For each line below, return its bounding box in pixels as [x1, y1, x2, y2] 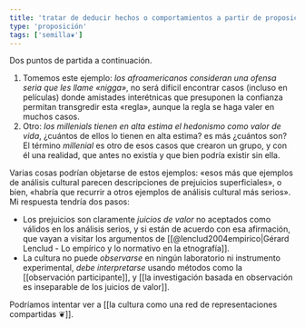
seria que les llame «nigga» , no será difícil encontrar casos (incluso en [22, 83, 288, 94]
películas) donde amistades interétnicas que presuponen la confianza [22, 92, 283, 103]
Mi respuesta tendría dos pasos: [9, 196, 130, 207]
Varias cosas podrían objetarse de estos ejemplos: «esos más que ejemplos [9, 167, 293, 178]
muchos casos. [22, 111, 80, 123]
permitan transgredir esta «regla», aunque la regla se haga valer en [22, 102, 275, 113]
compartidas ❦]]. [9, 309, 74, 320]
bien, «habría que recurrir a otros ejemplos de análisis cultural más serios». [9, 187, 291, 198]
